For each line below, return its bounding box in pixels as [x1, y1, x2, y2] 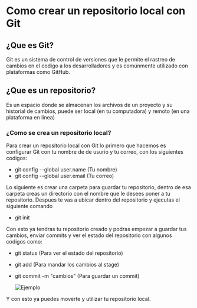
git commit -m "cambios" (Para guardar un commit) [14, 273, 140, 280]
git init [14, 214, 30, 221]
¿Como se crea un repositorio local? [6, 128, 111, 137]
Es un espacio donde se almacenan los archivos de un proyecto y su [6, 101, 173, 108]
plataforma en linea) [6, 114, 55, 121]
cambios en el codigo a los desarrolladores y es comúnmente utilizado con [6, 62, 188, 69]
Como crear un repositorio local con [6, 4, 186, 18]
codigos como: [6, 238, 42, 245]
